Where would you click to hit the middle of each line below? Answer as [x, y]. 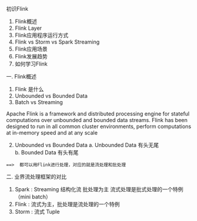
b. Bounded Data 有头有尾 [47, 152]
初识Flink [17, 9]
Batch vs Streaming [39, 102]
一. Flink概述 [21, 77]
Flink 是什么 [29, 89]
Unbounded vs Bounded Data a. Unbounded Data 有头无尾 [87, 145]
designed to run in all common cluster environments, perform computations [99, 126]
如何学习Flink [31, 64]
